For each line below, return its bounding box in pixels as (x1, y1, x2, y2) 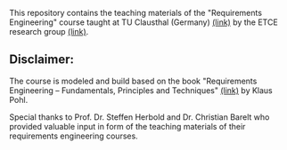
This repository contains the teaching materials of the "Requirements (9, 8, 263, 18)
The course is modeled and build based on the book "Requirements (9, 75, 258, 86)
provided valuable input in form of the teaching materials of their (9, 121, 246, 131)
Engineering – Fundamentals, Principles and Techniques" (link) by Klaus (9, 84, 274, 96)
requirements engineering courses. (9, 130, 138, 141)
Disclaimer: (9, 52, 74, 67)
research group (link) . (9, 27, 89, 36)
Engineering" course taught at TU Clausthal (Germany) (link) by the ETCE (9, 17, 278, 28)
